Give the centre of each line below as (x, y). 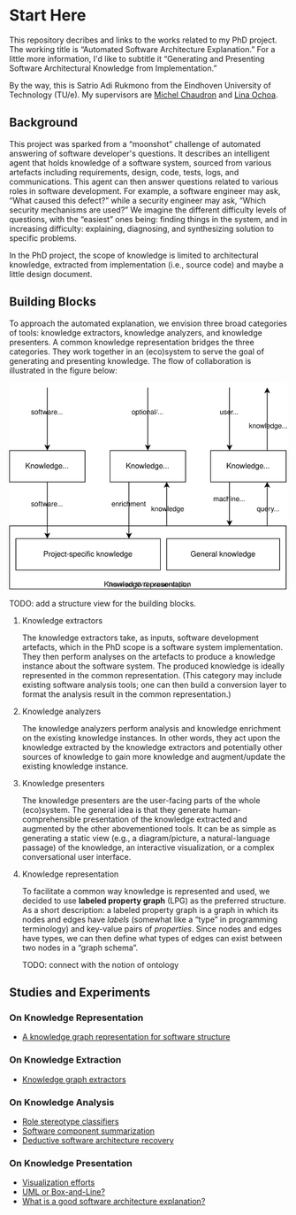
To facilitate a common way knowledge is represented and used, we (146, 891)
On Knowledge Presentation (71, 1163)
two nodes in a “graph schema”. (80, 948)
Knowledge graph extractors (74, 1079)
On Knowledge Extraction (65, 1060)
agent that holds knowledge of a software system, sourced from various (140, 163)
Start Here (48, 15)
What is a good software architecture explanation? (114, 1202)
